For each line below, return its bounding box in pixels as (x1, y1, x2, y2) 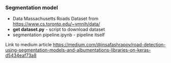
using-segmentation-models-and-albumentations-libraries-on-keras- (5, 47, 151, 53)
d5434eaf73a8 (5, 52, 37, 58)
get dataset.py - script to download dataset (12, 26, 105, 33)
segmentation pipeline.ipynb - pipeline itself (12, 32, 105, 38)
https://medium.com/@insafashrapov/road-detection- (52, 42, 166, 48)
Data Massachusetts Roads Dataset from (12, 16, 99, 22)
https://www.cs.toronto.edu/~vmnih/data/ (12, 21, 100, 27)
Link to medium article (5, 42, 52, 48)
